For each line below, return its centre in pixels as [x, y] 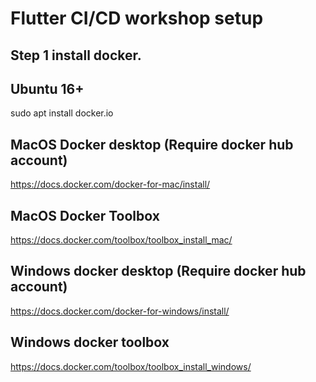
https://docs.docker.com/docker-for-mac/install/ [110, 184]
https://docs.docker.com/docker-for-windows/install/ [120, 311]
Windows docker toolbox [90, 342]
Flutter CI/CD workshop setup [137, 18]
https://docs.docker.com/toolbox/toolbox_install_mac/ [121, 240]
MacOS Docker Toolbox [85, 215]
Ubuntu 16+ [47, 88]
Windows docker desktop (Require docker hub [158, 271]
